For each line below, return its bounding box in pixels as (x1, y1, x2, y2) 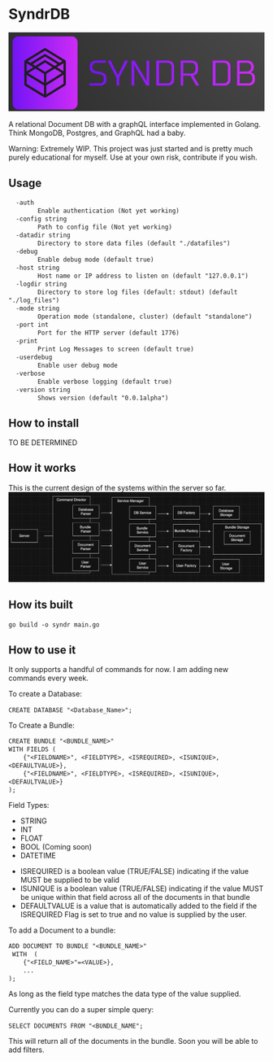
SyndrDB (8, 5, 71, 24)
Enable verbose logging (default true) (37, 378, 173, 386)
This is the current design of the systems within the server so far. (8, 482, 227, 492)
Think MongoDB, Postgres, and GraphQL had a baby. (8, 128, 186, 138)
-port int (15, 321, 49, 330)
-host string (15, 264, 60, 273)
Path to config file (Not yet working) (37, 223, 173, 232)
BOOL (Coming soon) (19, 842, 92, 852)
